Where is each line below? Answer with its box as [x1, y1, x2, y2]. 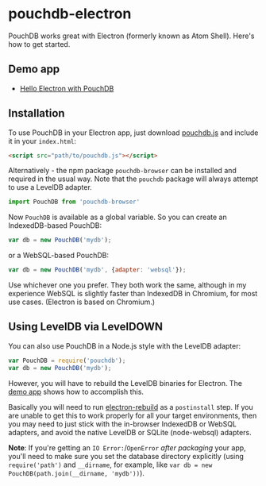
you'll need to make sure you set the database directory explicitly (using [8, 451, 245, 461]
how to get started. [8, 39, 71, 48]
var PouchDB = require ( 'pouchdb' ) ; [8, 357, 126, 364]
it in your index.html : [8, 136, 77, 145]
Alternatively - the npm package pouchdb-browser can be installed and [8, 166, 237, 175]
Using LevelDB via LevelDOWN [8, 320, 164, 334]
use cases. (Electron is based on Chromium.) [8, 297, 156, 307]
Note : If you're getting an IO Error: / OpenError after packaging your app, [8, 442, 246, 453]
